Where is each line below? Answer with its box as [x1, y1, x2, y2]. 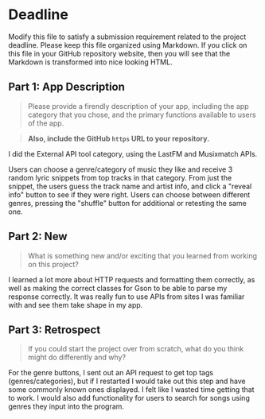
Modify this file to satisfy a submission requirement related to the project [8, 32, 247, 41]
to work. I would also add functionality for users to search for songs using [8, 394, 251, 403]
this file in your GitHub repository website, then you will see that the [8, 48, 231, 58]
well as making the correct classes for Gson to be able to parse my [8, 283, 228, 293]
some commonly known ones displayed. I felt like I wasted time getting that [8, 385, 255, 394]
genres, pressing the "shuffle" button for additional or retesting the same [8, 198, 247, 208]
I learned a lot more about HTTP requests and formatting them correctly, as [8, 274, 255, 284]
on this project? [27, 259, 80, 269]
